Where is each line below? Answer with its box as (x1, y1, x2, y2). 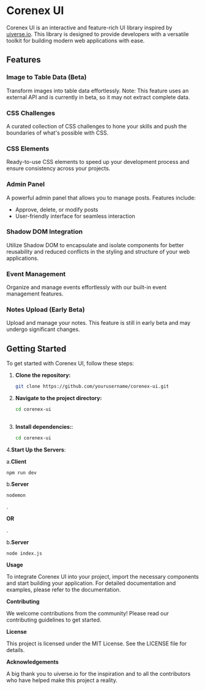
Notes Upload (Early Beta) (6, 305, 85, 314)
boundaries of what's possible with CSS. (6, 129, 109, 136)
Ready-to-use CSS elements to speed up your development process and (6, 158, 190, 166)
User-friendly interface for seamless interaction (15, 212, 136, 220)
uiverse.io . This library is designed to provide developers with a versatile (6, 30, 189, 37)
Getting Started (6, 343, 67, 354)
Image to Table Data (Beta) (6, 73, 87, 81)
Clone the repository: (15, 371, 71, 379)
